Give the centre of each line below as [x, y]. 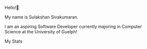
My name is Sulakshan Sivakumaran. [42, 17]
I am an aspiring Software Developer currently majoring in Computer [73, 26]
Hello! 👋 [12, 8]
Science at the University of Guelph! [41, 32]
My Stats [13, 41]
